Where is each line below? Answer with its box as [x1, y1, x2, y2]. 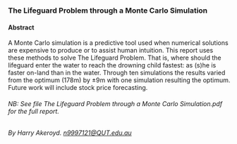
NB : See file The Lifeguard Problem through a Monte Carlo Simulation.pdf [8, 99, 223, 107]
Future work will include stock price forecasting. [8, 84, 148, 92]
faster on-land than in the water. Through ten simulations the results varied [8, 69, 226, 77]
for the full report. [8, 107, 59, 115]
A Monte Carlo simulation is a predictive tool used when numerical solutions [8, 39, 229, 47]
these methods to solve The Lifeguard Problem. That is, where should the [8, 53, 221, 62]
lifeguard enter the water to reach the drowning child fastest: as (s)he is [8, 61, 217, 70]
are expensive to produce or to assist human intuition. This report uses [8, 46, 214, 55]
